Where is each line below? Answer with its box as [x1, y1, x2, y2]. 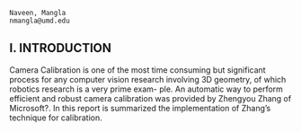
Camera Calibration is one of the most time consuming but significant [9, 64, 267, 75]
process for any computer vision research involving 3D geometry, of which [9, 74, 287, 84]
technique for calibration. [9, 112, 103, 123]
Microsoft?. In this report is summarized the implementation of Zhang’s [9, 102, 271, 113]
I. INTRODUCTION [9, 40, 112, 56]
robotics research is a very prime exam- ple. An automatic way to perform [9, 84, 283, 94]
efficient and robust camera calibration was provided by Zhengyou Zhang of [9, 92, 292, 103]
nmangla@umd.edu [9, 16, 70, 25]
